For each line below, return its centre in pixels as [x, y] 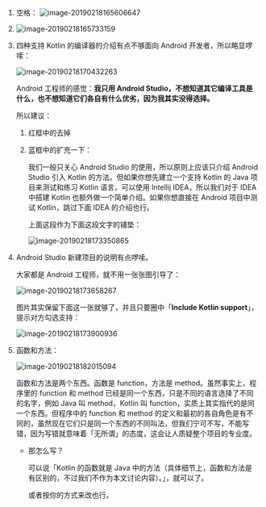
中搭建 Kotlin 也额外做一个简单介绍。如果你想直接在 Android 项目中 [139, 197]
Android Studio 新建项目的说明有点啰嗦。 [84, 257]
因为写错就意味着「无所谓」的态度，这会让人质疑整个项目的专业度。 [143, 434]
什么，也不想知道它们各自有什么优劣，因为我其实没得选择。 [115, 98]
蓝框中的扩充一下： [60, 150]
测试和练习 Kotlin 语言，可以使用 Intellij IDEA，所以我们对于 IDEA [150, 187]
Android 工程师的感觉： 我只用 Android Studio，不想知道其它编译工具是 [135, 88]
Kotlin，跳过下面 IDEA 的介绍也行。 [96, 207]
